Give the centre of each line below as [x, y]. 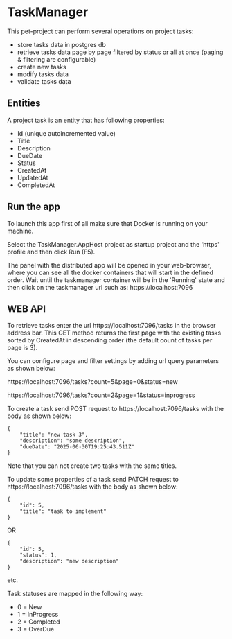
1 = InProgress [38, 615]
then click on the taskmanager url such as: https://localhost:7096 [100, 287]
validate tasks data [44, 81]
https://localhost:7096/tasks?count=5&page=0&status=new [93, 382]
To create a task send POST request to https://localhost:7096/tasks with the [115, 409]
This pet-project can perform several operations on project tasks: [100, 31]
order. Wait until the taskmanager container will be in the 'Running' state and [116, 280]
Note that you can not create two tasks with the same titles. [92, 466]
